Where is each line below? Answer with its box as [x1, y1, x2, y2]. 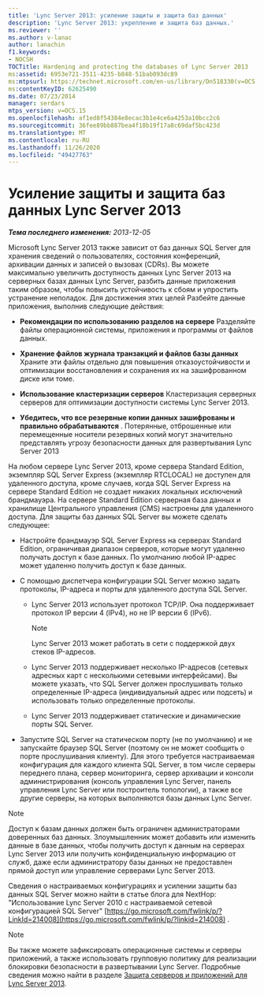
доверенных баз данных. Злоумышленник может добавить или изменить [8, 833, 256, 842]
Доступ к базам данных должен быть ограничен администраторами [8, 824, 240, 834]
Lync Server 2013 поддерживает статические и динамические [31, 711, 242, 721]
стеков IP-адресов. [31, 647, 96, 657]
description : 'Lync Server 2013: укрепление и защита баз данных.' [8, 19, 235, 27]
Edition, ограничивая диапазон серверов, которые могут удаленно [19, 544, 246, 554]
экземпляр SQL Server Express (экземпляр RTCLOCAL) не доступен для [8, 470, 251, 479]
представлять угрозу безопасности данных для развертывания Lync [19, 438, 252, 448]
